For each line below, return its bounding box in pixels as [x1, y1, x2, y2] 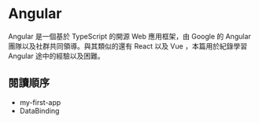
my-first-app [19, 97, 61, 107]
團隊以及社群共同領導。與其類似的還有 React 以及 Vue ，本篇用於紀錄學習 [8, 41, 248, 51]
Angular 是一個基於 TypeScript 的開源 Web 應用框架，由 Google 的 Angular [8, 31, 252, 41]
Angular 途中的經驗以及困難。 [8, 51, 105, 60]
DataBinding [19, 106, 60, 115]
